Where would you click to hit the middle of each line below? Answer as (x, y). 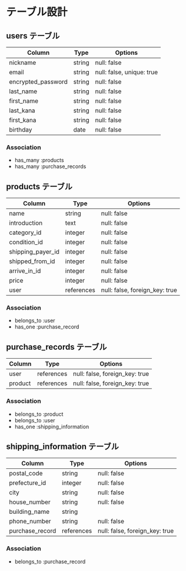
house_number (30, 502)
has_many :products (39, 160)
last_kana (22, 111)
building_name (29, 512)
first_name (24, 101)
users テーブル (33, 36)
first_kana (23, 120)
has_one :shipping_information (52, 426)
